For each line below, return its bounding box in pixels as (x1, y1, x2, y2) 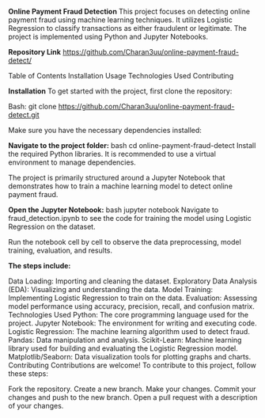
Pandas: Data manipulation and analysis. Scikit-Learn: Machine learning (8, 336, 242, 344)
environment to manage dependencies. (8, 158, 136, 167)
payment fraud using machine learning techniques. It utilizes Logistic (8, 15, 233, 25)
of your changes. (8, 401, 64, 410)
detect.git (8, 110, 40, 120)
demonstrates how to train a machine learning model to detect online (8, 181, 233, 191)
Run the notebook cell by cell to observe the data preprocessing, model (8, 237, 241, 246)
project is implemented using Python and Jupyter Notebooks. (8, 32, 208, 41)
